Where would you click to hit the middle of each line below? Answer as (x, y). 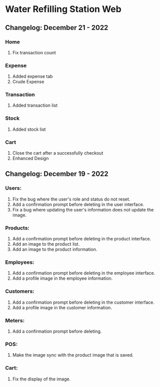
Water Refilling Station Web (63, 9)
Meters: (15, 320)
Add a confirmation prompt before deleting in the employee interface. (84, 273)
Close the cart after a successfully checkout (58, 153)
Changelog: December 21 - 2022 (57, 28)
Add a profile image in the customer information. (62, 307)
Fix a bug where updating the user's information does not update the (83, 209)
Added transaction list (35, 105)
